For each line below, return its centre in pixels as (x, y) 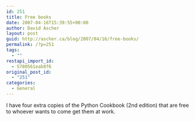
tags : (13, 50)
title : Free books (29, 17)
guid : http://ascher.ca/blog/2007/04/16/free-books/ (73, 39)
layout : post (22, 34)
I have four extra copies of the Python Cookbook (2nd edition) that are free (97, 105)
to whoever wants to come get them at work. (61, 111)
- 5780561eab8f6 (31, 66)
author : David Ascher (33, 28)
